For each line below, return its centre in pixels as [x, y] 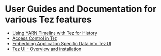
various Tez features [48, 19]
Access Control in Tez [35, 38]
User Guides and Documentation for [81, 9]
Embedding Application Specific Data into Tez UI [62, 43]
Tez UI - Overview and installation [47, 49]
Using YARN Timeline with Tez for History [55, 33]
